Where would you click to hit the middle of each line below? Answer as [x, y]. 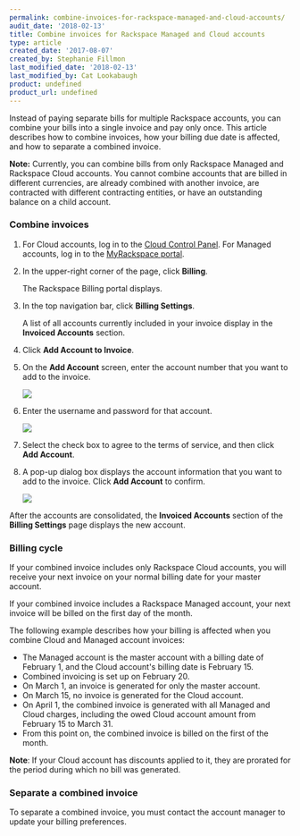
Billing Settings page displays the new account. [97, 525]
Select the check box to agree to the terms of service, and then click [148, 444]
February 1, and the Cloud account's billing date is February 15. [138, 667]
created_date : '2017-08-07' [62, 51]
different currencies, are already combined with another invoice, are [134, 182]
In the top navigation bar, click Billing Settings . [108, 306]
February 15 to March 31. [67, 724]
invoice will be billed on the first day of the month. [101, 613]
